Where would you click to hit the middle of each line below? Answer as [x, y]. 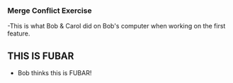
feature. [19, 33]
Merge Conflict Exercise [50, 11]
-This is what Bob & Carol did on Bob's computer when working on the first [116, 26]
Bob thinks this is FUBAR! [55, 73]
